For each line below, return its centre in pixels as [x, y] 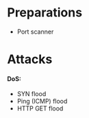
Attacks [30, 59]
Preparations [45, 13]
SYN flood [31, 94]
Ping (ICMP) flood [42, 102]
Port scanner [35, 32]
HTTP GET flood [40, 108]
